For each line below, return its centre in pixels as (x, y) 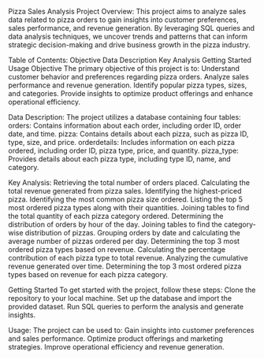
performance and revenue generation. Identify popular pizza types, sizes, (128, 85)
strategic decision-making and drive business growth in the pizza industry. (129, 45)
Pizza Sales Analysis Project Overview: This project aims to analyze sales (127, 11)
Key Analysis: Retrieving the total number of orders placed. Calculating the (129, 183)
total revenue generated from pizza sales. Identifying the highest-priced (125, 191)
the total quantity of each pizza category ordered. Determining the (116, 216)
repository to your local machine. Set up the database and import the (120, 298)
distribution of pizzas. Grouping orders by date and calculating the (132, 233)
